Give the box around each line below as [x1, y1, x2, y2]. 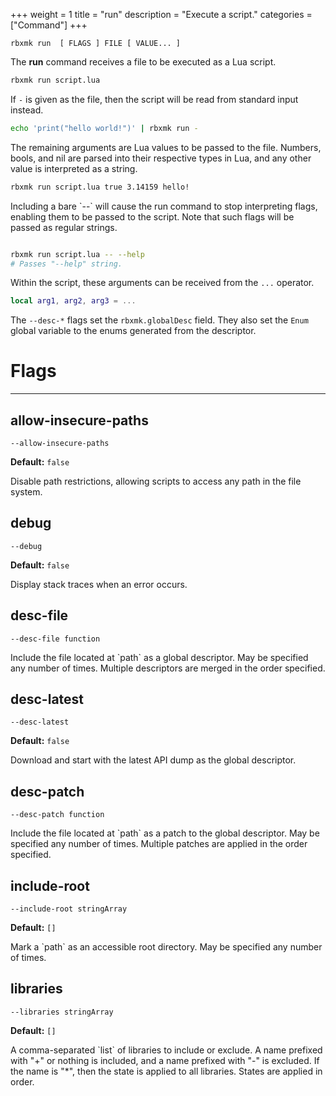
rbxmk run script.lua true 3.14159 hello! [10, 182, 190, 192]
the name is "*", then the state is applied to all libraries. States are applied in [10, 1065, 323, 1077]
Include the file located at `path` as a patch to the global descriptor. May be [10, 827, 320, 839]
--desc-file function [10, 634, 101, 644]
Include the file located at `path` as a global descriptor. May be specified [10, 651, 309, 663]
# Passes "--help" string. [10, 259, 123, 269]
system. [10, 486, 43, 498]
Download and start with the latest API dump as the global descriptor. [10, 754, 297, 766]
